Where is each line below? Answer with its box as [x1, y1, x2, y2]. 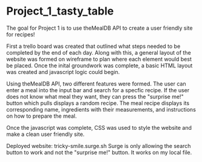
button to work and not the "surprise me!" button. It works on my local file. [6, 149, 192, 156]
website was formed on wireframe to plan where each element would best [6, 55, 192, 62]
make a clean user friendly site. [6, 130, 85, 138]
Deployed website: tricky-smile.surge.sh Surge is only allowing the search [6, 142, 191, 149]
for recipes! [6, 30, 35, 38]
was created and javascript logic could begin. [6, 68, 120, 75]
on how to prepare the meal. [6, 112, 77, 120]
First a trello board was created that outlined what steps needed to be [6, 42, 181, 50]
